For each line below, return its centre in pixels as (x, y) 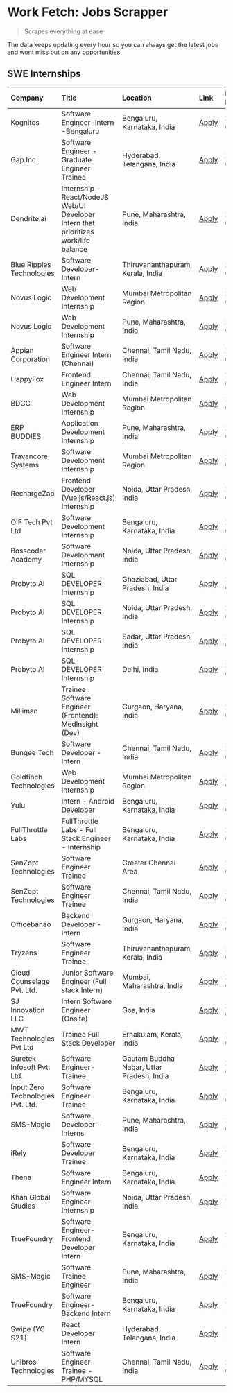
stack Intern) (82, 990)
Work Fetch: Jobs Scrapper (88, 12)
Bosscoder (28, 551)
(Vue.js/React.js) (88, 498)
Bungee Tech (32, 752)
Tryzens (24, 953)
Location (137, 98)
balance (75, 249)
